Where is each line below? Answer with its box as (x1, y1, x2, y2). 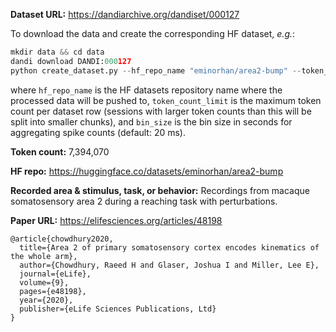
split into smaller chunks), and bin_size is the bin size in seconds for (10, 115, 293, 128)
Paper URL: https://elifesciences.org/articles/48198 (10, 214, 223, 226)
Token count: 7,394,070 (10, 145, 110, 158)
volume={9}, (19, 277, 70, 288)
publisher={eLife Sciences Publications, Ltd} (19, 304, 217, 314)
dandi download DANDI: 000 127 (10, 56, 132, 66)
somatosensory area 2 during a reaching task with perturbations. (10, 195, 278, 207)
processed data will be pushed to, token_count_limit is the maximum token (10, 94, 322, 106)
